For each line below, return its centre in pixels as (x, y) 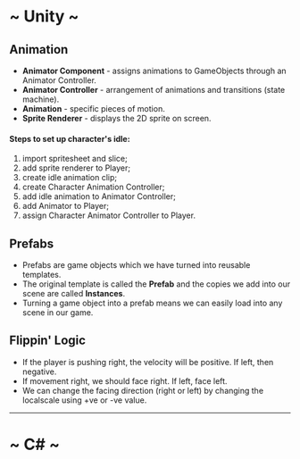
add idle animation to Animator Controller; (99, 196)
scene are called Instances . (74, 294)
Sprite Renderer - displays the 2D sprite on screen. (117, 118)
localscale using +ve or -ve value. (84, 400)
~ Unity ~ (44, 17)
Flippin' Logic (48, 341)
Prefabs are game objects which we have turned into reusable (136, 265)
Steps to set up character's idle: (70, 138)
